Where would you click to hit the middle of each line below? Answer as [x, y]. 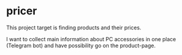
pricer [22, 11]
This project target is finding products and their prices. [74, 27]
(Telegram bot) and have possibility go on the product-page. [81, 45]
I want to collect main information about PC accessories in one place [91, 39]
